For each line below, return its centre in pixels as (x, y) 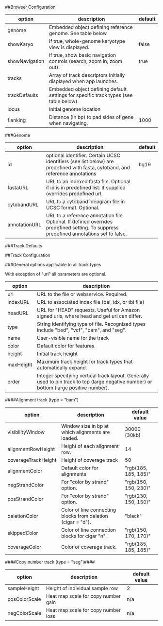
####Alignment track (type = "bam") (42, 400)
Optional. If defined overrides (79, 222)
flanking (17, 120)
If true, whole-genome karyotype (87, 41)
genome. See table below (78, 33)
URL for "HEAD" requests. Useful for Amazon (89, 310)
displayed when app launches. (83, 81)
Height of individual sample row (82, 588)
